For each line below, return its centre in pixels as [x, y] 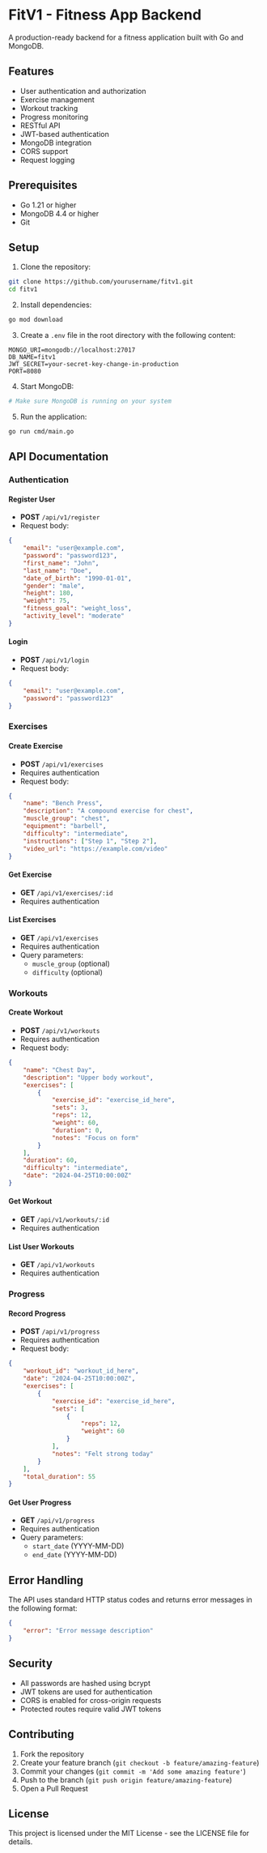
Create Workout [36, 1012]
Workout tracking [49, 108]
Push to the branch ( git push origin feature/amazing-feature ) [126, 1779]
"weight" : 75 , [47, 601]
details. [21, 1842]
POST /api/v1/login [55, 660]
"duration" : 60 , [51, 1160]
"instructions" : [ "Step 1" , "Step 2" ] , [90, 841]
